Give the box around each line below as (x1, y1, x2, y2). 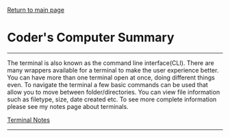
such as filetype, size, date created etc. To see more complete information (7, 95, 217, 103)
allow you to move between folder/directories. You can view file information (7, 88, 220, 96)
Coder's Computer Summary (7, 30, 175, 45)
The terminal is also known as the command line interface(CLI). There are (7, 58, 214, 67)
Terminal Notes (7, 116, 50, 124)
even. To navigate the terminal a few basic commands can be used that (7, 80, 209, 88)
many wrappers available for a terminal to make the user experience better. (7, 66, 219, 74)
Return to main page (7, 6, 65, 14)
